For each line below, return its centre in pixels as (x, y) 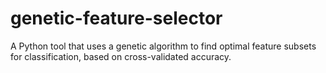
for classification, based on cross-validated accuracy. (121, 56)
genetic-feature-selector (116, 18)
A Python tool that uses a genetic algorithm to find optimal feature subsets (163, 46)
